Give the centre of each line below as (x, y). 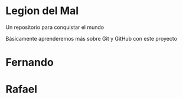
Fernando (30, 62)
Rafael (22, 89)
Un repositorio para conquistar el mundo (55, 27)
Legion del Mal (42, 11)
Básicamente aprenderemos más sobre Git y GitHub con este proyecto (91, 38)
